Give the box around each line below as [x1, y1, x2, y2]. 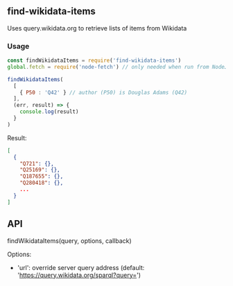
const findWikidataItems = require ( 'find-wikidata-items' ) [7, 57, 182, 65]
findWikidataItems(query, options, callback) [7, 236, 132, 245]
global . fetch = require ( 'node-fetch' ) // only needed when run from [7, 63, 209, 70]
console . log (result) [19, 108, 79, 115]
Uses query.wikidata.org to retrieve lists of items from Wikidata [7, 24, 187, 32]
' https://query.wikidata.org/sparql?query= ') [17, 271, 141, 279]
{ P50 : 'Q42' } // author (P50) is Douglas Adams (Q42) [19, 89, 188, 96]
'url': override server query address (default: [17, 263, 145, 271]
